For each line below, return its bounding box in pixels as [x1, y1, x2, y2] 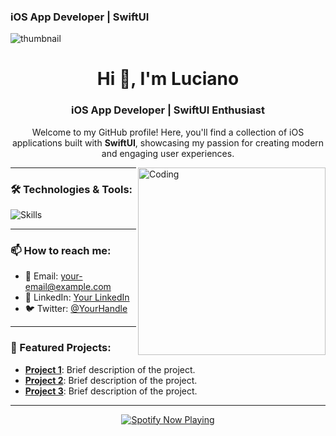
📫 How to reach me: [10, 244, 112, 257]
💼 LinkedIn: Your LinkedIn [24, 291, 130, 304]
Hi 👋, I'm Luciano [96, 68, 240, 90]
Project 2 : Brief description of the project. [24, 374, 198, 386]
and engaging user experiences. [101, 147, 235, 159]
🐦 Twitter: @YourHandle [24, 303, 128, 315]
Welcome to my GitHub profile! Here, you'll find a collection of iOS [31, 126, 305, 138]
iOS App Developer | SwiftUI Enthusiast [71, 103, 265, 117]
